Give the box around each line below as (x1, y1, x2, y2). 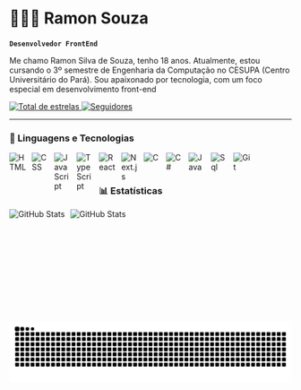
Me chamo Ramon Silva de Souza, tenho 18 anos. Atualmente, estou (9, 55, 261, 65)
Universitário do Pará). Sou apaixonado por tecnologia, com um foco (9, 74, 262, 84)
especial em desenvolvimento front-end (9, 83, 157, 94)
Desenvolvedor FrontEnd (9, 39, 99, 48)
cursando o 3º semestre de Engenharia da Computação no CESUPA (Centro (9, 65, 290, 75)
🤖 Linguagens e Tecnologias (9, 132, 134, 144)
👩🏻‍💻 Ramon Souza (9, 8, 150, 29)
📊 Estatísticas (99, 185, 163, 197)
